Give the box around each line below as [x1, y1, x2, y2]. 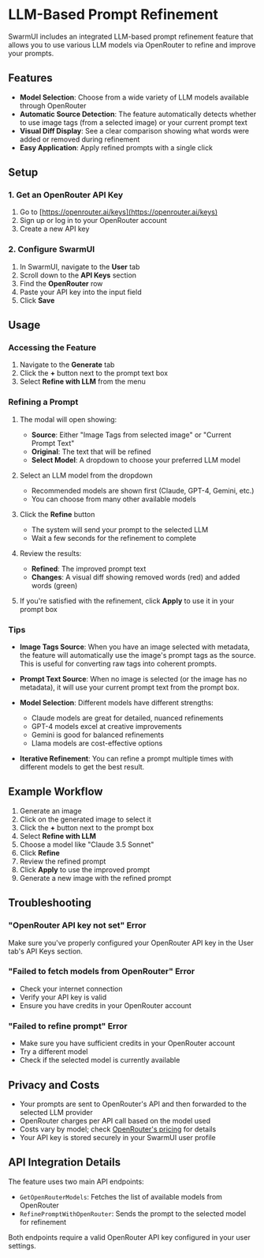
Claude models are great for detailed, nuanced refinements [31, 713, 224, 723]
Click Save [19, 295, 55, 305]
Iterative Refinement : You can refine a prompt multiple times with [19, 754, 234, 764]
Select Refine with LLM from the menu [19, 377, 146, 387]
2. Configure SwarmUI [8, 244, 95, 255]
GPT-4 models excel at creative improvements [31, 722, 183, 731]
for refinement [19, 1217, 67, 1226]
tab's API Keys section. [8, 946, 83, 956]
